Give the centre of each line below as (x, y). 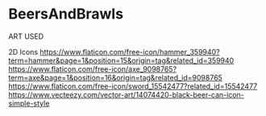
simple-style (29, 103)
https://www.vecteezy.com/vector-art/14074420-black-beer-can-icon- (126, 94)
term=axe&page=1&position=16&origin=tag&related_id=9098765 (116, 77)
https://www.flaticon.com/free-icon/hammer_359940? (130, 52)
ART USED (26, 36)
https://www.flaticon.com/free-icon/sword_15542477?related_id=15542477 (133, 86)
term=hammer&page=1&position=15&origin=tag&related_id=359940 (121, 60)
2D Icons (23, 52)
